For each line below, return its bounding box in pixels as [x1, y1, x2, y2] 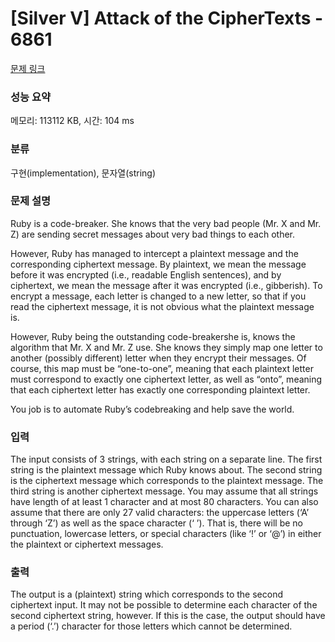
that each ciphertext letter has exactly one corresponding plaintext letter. [10, 383, 311, 396]
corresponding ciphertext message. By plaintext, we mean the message [10, 258, 307, 270]
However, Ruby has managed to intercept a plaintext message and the [10, 247, 299, 259]
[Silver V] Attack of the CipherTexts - [10, 7, 324, 30]
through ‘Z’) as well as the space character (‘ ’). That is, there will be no [10, 517, 304, 529]
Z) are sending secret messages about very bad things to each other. [10, 228, 296, 240]
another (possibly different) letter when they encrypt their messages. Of [10, 352, 307, 364]
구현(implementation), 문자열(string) [10, 167, 157, 179]
